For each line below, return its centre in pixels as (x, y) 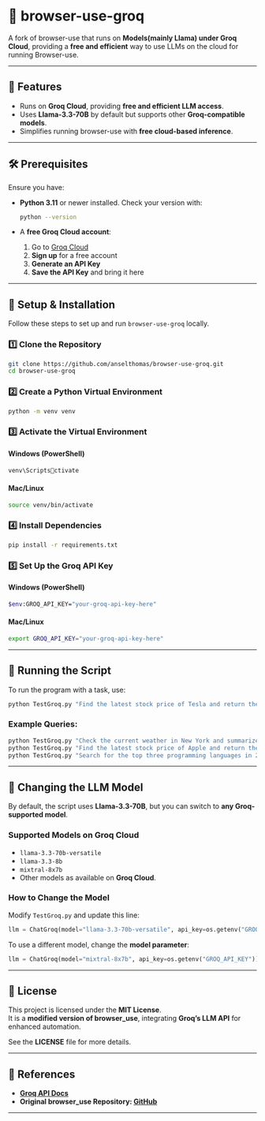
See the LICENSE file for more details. (70, 1042)
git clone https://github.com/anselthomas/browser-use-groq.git (116, 364)
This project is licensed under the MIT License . (85, 1010)
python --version (48, 217)
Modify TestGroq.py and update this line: (74, 915)
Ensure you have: (36, 187)
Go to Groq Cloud (60, 247)
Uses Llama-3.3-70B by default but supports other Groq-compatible (132, 114)
